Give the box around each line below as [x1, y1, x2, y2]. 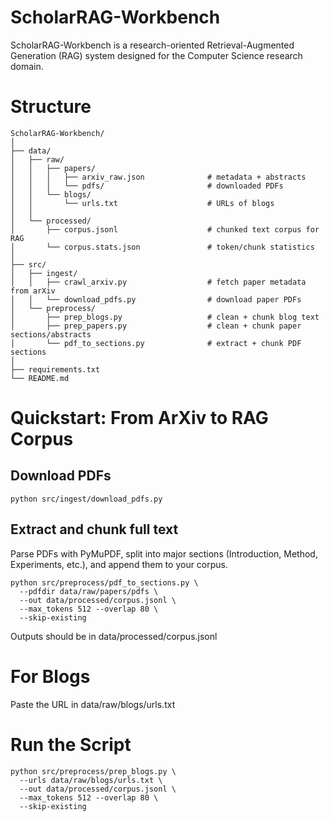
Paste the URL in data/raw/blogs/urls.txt [10, 698, 176, 710]
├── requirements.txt [10, 364, 101, 375]
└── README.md [10, 373, 70, 383]
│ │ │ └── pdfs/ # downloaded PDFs [10, 181, 284, 191]
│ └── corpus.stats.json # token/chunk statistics [10, 242, 315, 252]
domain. [10, 60, 44, 72]
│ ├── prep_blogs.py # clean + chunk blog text [10, 312, 320, 322]
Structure [10, 96, 92, 118]
